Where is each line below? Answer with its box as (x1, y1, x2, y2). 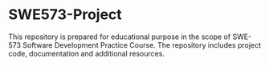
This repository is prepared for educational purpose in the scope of (8, 32, 231, 41)
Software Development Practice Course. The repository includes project (22, 40, 262, 49)
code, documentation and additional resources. (8, 49, 165, 58)
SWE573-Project (8, 6, 122, 24)
